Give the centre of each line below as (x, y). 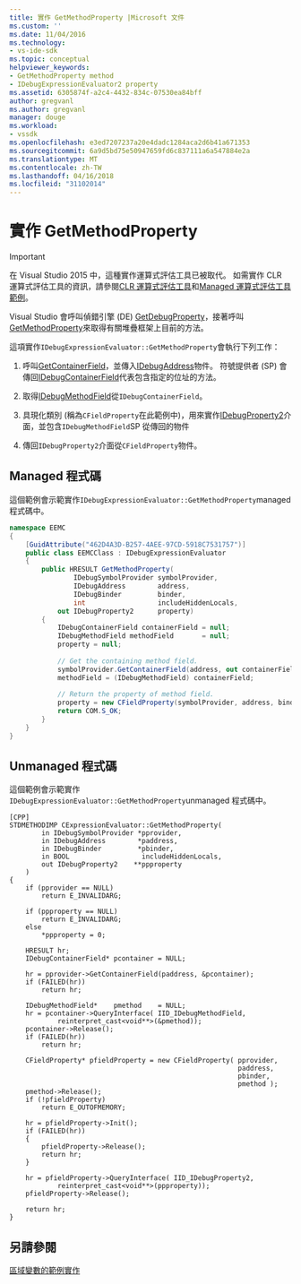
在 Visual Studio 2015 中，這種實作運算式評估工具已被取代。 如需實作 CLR (146, 275)
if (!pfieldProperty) (65, 1100)
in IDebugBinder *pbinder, (108, 849)
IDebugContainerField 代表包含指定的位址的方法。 (129, 377)
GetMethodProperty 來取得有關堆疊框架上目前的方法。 (109, 328)
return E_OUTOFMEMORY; (84, 1107)
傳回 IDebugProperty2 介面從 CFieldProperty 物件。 (112, 445)
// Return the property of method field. (136, 694)
